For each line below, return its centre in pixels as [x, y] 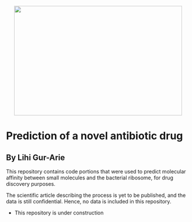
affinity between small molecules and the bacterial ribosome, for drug [90, 178]
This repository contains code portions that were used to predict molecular [96, 171]
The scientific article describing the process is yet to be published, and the [96, 195]
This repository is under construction [59, 213]
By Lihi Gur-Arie [36, 157]
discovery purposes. [31, 184]
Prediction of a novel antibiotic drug [95, 136]
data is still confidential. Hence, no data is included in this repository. [89, 201]
